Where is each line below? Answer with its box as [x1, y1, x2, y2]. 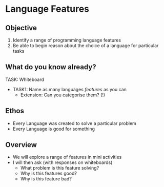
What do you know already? [5, 63, 96, 72]
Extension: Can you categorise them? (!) [20, 92, 106, 98]
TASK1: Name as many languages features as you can [12, 86, 127, 92]
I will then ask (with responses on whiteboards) [12, 159, 113, 165]
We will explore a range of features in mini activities [12, 154, 122, 160]
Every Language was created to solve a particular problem [12, 120, 137, 126]
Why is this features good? [20, 170, 77, 177]
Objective [5, 24, 37, 32]
